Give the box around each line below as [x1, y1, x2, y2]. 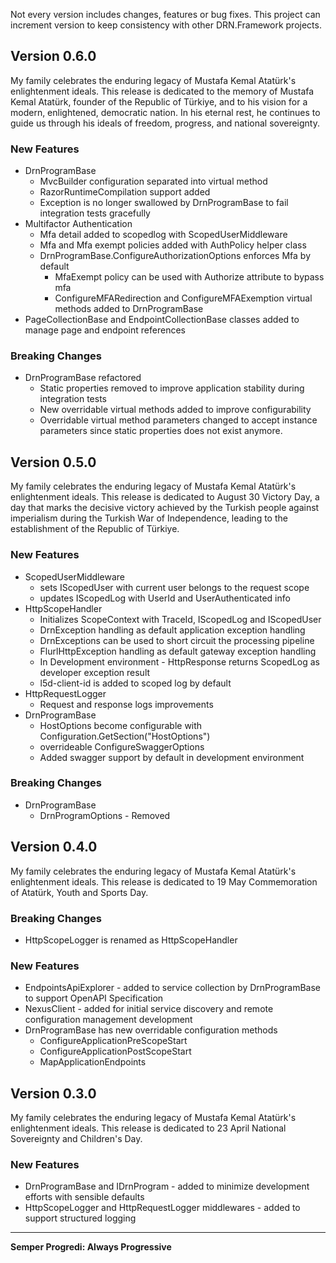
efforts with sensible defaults [24, 1191, 145, 1203]
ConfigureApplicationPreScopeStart [39, 1035, 188, 1047]
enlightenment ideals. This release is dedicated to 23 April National [10, 1122, 287, 1134]
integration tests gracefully [39, 207, 151, 219]
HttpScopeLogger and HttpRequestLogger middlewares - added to [24, 1202, 301, 1214]
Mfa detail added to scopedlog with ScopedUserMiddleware [39, 229, 288, 241]
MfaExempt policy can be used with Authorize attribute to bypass [54, 271, 325, 283]
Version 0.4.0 [10, 839, 98, 856]
